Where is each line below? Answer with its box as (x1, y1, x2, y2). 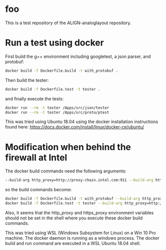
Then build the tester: (5, 77, 49, 83)
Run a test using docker (5, 37, 104, 48)
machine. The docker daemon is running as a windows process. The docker (5, 235, 160, 241)
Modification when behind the (5, 141, 131, 153)
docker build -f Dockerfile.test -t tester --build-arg (5, 201, 123, 206)
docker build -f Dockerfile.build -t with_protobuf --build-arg (5, 196, 140, 201)
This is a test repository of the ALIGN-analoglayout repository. (5, 20, 132, 26)
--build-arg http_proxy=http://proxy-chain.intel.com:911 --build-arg (5, 178, 154, 183)
